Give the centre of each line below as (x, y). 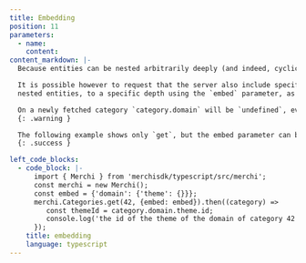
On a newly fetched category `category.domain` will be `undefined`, (152, 110)
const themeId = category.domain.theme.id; (130, 210)
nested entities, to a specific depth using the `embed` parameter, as (157, 93)
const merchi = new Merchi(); (91, 185)
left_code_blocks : (44, 160)
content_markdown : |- (51, 60)
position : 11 (34, 26)
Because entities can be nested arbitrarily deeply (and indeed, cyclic (158, 69)
